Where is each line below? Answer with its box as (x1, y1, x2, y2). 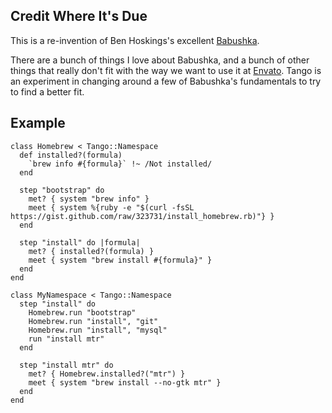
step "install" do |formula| (19, 237, 141, 248)
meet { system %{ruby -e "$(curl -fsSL (28, 202, 195, 213)
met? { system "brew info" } (28, 194, 150, 204)
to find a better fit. (10, 85, 85, 98)
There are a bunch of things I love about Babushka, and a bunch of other (10, 54, 310, 66)
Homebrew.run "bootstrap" (28, 307, 137, 318)
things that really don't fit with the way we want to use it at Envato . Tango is (10, 64, 322, 76)
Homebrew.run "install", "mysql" (28, 325, 168, 335)
